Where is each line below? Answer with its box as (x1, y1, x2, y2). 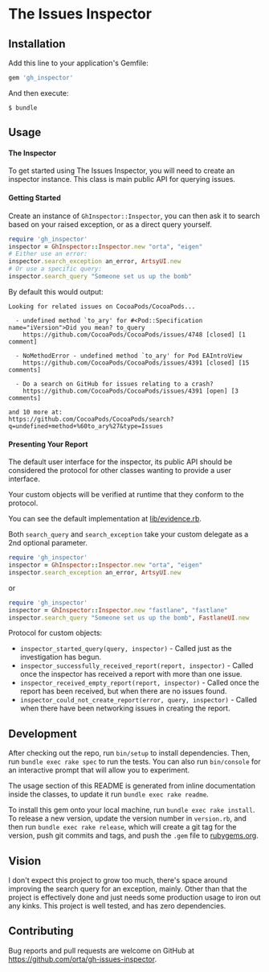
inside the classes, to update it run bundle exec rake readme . (8, 789, 209, 799)
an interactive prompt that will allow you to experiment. (8, 765, 190, 775)
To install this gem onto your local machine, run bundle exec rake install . (8, 805, 255, 815)
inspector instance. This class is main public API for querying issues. (8, 175, 235, 184)
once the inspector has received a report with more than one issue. (19, 669, 243, 679)
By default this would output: (8, 286, 104, 296)
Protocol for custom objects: (8, 628, 103, 638)
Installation (8, 37, 66, 51)
